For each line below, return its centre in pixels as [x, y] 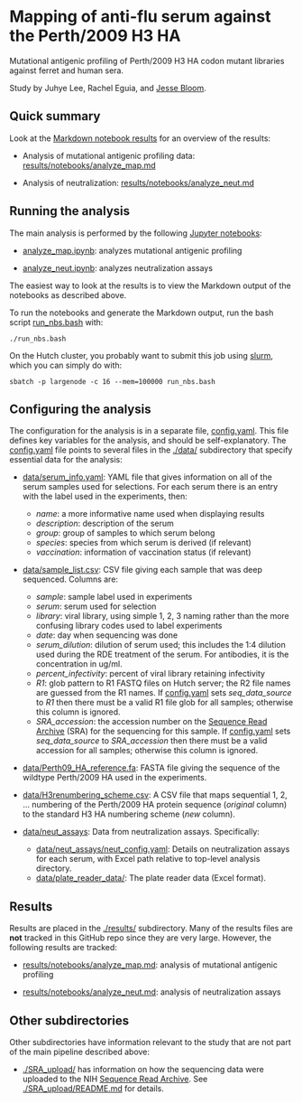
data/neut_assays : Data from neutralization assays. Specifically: [141, 832]
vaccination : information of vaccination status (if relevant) [143, 552]
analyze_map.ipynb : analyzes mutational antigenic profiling [132, 250]
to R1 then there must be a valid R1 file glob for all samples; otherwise [165, 703]
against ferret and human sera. [67, 70]
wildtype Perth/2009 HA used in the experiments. [114, 778]
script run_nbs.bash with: [56, 322]
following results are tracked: [63, 948]
